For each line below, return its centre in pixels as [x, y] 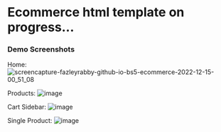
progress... [41, 27]
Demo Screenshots [41, 49]
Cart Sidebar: [27, 107]
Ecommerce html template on [96, 12]
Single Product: [30, 121]
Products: [22, 93]
